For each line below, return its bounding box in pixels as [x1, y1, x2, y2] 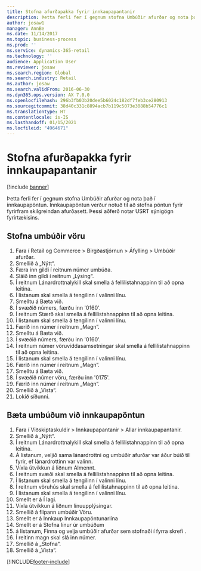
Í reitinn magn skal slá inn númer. [15, 533, 97, 541]
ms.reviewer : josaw [7, 64, 55, 70]
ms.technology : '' [7, 53, 52, 59]
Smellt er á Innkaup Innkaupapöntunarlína [15, 514, 118, 522]
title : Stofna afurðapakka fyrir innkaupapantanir [7, 8, 135, 15]
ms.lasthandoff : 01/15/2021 [7, 120, 77, 126]
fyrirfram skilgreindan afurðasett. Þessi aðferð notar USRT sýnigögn [7, 207, 174, 215]
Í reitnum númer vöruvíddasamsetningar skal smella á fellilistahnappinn [15, 342, 190, 349]
